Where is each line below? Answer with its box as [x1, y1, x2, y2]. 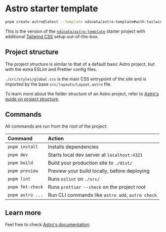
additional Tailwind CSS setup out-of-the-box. [5, 33, 99, 40]
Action [47, 135, 64, 142]
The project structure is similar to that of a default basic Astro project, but [5, 61, 155, 67]
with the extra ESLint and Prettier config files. [5, 66, 97, 72]
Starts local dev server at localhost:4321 [47, 151, 143, 158]
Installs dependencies [47, 143, 99, 150]
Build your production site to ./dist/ [47, 159, 132, 166]
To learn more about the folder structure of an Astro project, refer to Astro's [5, 91, 159, 96]
